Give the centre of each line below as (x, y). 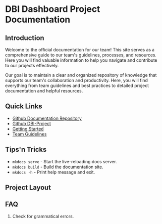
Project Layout (28, 188)
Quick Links (24, 107)
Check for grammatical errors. (43, 216)
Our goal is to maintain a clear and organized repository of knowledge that (81, 75)
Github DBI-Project (31, 123)
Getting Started (28, 129)
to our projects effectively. (32, 66)
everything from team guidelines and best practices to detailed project (77, 86)
